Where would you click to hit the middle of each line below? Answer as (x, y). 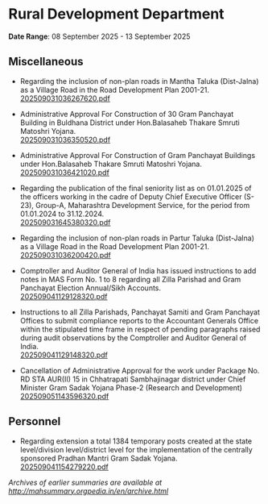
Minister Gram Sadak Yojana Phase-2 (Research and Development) (131, 387)
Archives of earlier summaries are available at (85, 482)
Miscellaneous (46, 62)
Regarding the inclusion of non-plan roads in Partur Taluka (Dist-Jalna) (137, 238)
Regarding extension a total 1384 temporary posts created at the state (136, 441)
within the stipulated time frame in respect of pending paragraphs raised (140, 329)
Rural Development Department (116, 14)
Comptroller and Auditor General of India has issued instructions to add (138, 270)
